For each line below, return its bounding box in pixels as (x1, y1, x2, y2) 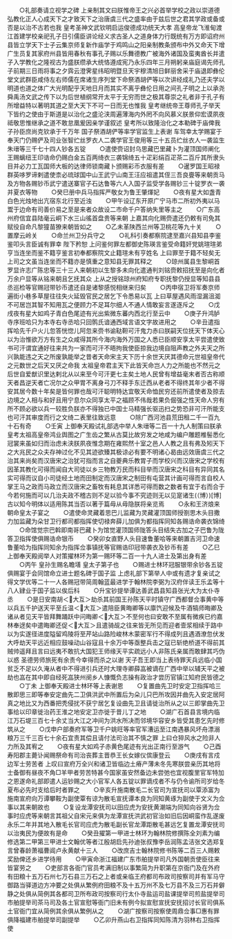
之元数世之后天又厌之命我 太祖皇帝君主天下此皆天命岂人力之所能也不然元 (7, 361, 215, 369)
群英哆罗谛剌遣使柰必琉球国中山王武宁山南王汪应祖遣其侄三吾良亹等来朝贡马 (7, 170, 225, 179)
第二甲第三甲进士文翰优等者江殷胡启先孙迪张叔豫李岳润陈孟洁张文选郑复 (19, 838, 225, 845)
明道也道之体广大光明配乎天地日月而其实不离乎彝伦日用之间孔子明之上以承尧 (7, 84, 225, 92)
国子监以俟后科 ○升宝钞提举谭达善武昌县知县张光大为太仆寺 (37, 586, 220, 595)
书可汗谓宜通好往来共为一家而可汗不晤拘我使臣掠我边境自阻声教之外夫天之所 (7, 344, 225, 352)
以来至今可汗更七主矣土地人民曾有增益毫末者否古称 (73, 370, 219, 378)
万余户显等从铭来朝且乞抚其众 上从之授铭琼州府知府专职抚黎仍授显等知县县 (7, 274, 221, 283)
